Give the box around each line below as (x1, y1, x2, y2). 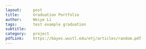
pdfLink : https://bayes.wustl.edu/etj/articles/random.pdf (5, 36, 141, 41)
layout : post (5, 7, 43, 13)
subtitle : (5, 27, 27, 32)
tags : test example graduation (5, 21, 86, 27)
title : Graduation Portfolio (5, 12, 80, 17)
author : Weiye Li (5, 17, 52, 22)
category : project (5, 31, 50, 36)
